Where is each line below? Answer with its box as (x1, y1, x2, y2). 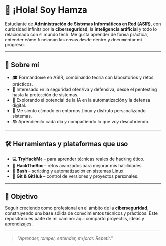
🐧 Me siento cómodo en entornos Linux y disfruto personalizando (12, 107, 146, 113)
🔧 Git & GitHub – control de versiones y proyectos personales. (12, 173, 139, 179)
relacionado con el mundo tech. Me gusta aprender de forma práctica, (5, 31, 148, 37)
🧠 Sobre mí (5, 61, 39, 69)
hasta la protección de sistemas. (12, 91, 79, 98)
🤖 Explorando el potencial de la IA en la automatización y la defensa (12, 97, 151, 103)
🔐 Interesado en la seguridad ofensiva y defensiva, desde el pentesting (12, 86, 157, 92)
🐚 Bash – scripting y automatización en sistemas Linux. (12, 168, 124, 174)
